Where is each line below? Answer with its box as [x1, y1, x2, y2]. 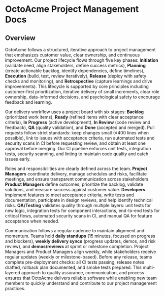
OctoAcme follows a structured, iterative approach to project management [5, 47, 156, 52]
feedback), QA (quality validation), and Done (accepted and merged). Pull [5, 125, 155, 130]
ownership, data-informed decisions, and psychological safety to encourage [5, 94, 161, 100]
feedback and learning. [5, 99, 53, 105]
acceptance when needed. [5, 218, 60, 224]
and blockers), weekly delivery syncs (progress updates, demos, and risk [5, 238, 156, 244]
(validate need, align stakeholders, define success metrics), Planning [5, 63, 146, 68]
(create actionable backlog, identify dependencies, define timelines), [5, 68, 145, 74]
